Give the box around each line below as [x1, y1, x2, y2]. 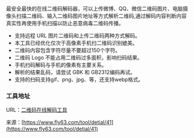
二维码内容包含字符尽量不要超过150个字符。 [14, 47, 121, 54]
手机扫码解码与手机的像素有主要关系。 [14, 61, 107, 68]
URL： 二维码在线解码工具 [6, 106, 68, 113]
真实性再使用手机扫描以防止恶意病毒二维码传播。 [6, 20, 124, 26]
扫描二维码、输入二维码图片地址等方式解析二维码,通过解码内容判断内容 [16, 12, 187, 19]
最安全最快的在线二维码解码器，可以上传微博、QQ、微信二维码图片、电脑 [6, 5, 183, 12]
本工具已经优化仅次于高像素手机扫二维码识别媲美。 [14, 40, 138, 46]
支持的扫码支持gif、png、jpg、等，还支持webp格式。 [14, 76, 144, 83]
